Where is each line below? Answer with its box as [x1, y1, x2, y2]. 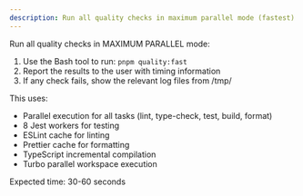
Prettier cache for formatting [22, 139, 130, 150]
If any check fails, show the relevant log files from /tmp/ [22, 74, 232, 86]
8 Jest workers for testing [22, 120, 120, 131]
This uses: [9, 93, 48, 103]
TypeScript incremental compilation [22, 149, 157, 160]
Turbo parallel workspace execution [22, 158, 157, 169]
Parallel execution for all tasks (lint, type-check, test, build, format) [22, 110, 273, 121]
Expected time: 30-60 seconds [9, 176, 126, 187]
